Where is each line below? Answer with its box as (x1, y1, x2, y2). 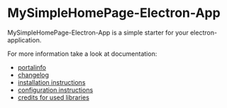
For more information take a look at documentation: (7, 49, 157, 58)
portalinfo (17, 63, 46, 71)
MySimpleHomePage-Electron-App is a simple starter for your (7, 28, 189, 37)
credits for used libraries (17, 93, 90, 102)
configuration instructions (17, 85, 94, 94)
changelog (17, 71, 50, 79)
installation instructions (17, 78, 86, 86)
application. (7, 35, 42, 44)
